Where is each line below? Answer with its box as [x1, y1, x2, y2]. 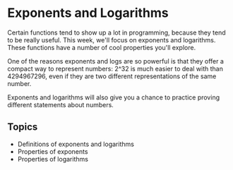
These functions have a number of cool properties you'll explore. [7, 43, 196, 51]
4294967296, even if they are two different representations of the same [7, 72, 217, 80]
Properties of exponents [17, 147, 88, 156]
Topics [7, 121, 38, 133]
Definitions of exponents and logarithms [17, 140, 134, 148]
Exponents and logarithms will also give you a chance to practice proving [7, 93, 220, 102]
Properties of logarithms [17, 154, 88, 163]
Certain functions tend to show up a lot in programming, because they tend [7, 28, 226, 37]
